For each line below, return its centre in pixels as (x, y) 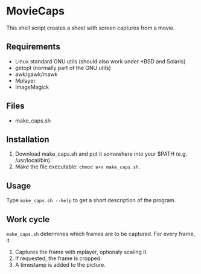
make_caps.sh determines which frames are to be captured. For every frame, (101, 234)
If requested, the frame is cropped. (59, 258)
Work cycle (28, 219)
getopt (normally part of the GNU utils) (63, 68)
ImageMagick (32, 87)
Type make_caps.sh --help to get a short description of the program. (91, 200)
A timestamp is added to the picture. (60, 265)
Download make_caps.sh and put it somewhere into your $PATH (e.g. (101, 154)
